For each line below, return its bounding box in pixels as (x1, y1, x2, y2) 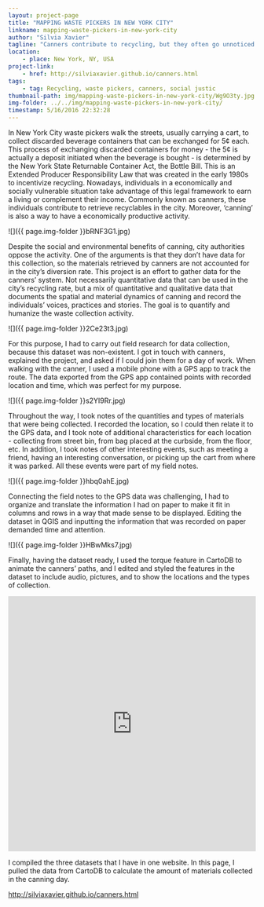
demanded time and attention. (8, 525, 106, 534)
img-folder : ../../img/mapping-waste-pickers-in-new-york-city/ (8, 99, 223, 107)
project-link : (8, 63, 55, 71)
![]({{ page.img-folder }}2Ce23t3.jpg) (8, 324, 129, 333)
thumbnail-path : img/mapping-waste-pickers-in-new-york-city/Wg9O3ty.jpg (8, 92, 255, 100)
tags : (8, 77, 26, 85)
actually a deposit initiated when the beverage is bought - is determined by (8, 153, 251, 162)
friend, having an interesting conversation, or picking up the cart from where (8, 453, 256, 462)
